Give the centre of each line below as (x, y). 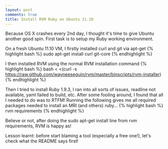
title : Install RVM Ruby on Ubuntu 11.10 (49, 19)
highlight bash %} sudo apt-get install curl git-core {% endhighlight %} (79, 54)
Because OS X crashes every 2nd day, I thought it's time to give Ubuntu (80, 34)
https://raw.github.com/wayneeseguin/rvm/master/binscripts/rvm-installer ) (83, 74)
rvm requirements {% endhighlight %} (45, 111)
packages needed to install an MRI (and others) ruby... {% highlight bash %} (84, 106)
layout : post (19, 10)
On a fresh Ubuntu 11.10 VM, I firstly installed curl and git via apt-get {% (79, 49)
